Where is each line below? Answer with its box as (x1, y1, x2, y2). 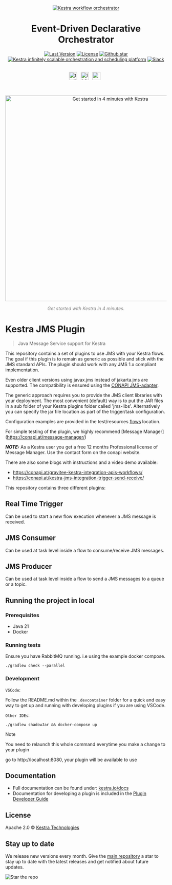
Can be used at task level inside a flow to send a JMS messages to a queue (5, 576, 165, 582)
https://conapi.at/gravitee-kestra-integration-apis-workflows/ (12, 469, 143, 475)
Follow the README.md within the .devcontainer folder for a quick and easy (5, 697, 166, 703)
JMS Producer (5, 562, 52, 571)
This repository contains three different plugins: (5, 484, 106, 491)
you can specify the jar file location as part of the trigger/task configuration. (5, 408, 165, 414)
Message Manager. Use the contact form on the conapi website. (5, 449, 141, 455)
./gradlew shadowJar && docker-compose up (5, 722, 97, 727)
